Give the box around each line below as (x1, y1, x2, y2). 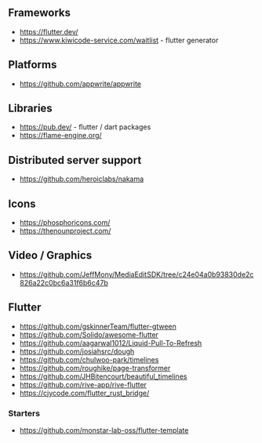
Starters (8, 408, 41, 419)
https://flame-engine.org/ (19, 131, 102, 140)
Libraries (8, 102, 53, 115)
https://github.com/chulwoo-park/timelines (19, 354, 159, 364)
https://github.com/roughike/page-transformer (19, 363, 171, 372)
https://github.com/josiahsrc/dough (19, 347, 135, 356)
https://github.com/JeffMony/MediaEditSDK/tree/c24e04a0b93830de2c (19, 270, 254, 279)
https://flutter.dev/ (19, 27, 78, 36)
